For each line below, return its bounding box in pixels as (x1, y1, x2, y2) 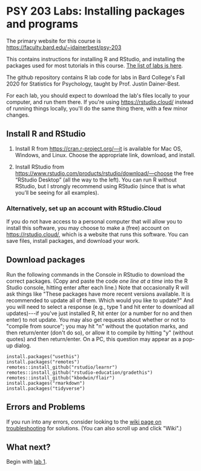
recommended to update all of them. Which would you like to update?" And (6, 296, 194, 304)
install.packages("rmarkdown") (6, 380, 85, 386)
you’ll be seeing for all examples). (15, 189, 99, 196)
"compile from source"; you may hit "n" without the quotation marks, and (6, 322, 188, 330)
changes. (6, 111, 30, 118)
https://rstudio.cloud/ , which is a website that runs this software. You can (6, 231, 189, 238)
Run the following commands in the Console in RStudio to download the (6, 271, 185, 278)
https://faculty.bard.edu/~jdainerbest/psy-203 (6, 44, 122, 51)
